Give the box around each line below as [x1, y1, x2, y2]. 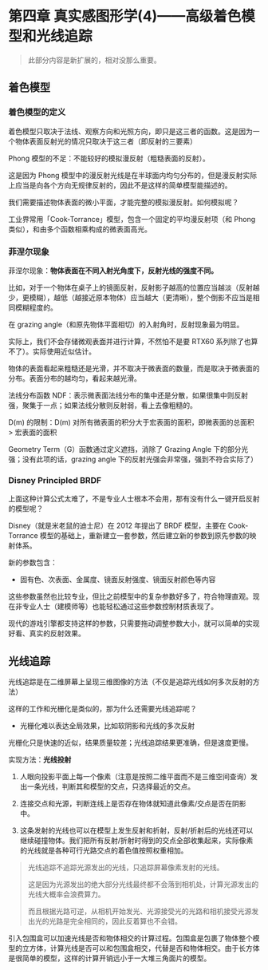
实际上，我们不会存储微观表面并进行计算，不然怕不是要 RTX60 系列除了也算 [8, 336, 258, 346]
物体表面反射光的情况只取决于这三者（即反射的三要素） [14, 137, 197, 146]
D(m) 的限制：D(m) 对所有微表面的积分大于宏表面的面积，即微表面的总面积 [8, 417, 255, 427]
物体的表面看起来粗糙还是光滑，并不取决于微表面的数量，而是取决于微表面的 [8, 363, 260, 373]
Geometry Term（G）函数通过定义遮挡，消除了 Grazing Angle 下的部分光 [8, 444, 249, 453]
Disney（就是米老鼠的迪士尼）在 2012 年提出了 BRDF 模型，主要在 [8, 521, 227, 531]
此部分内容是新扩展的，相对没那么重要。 [27, 55, 161, 65]
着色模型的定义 [8, 107, 66, 118]
